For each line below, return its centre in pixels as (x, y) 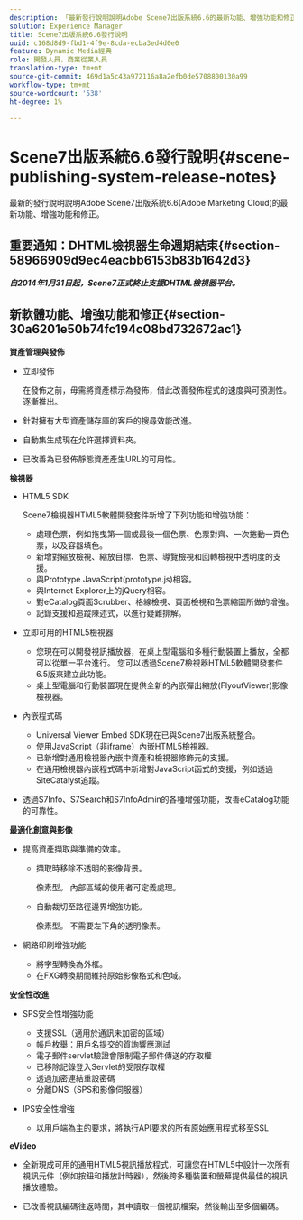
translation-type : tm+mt (56, 69)
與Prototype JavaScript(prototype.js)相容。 (116, 579)
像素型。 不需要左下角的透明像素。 (100, 926)
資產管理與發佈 (37, 351)
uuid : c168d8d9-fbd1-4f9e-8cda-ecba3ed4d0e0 (94, 43)
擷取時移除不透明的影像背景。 (91, 868)
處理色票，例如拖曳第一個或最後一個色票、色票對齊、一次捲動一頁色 (162, 534)
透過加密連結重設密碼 (75, 1078)
